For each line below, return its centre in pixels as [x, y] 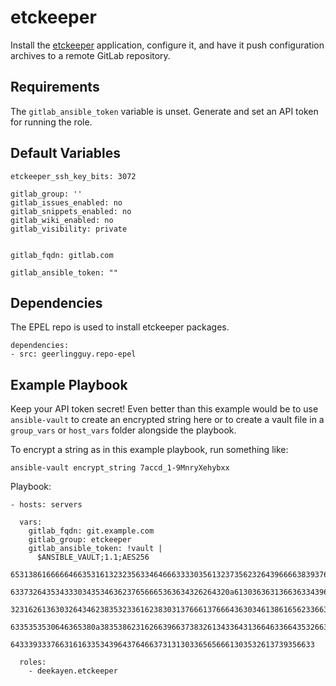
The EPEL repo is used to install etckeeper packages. [120, 327]
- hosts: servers [46, 505]
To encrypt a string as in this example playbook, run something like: [149, 450]
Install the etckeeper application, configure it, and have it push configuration [167, 45]
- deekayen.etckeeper [73, 671]
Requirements [55, 87]
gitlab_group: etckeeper [80, 540]
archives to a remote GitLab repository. [90, 55]
